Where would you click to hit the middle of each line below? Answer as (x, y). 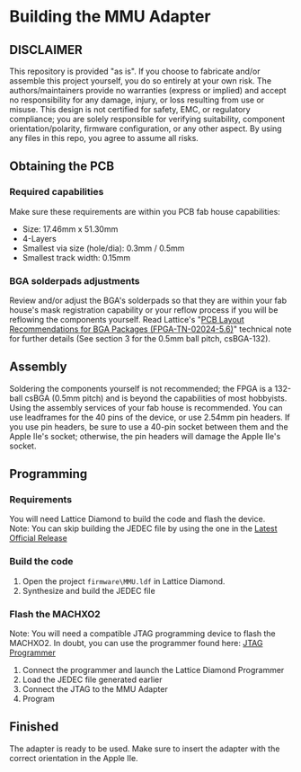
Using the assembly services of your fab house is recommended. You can (146, 407)
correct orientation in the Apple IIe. (74, 758)
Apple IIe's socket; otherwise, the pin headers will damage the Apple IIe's (145, 436)
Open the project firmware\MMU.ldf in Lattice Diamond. (124, 581)
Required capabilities (57, 192)
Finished (34, 727)
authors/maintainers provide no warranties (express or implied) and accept (148, 90)
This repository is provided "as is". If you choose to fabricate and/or (135, 71)
